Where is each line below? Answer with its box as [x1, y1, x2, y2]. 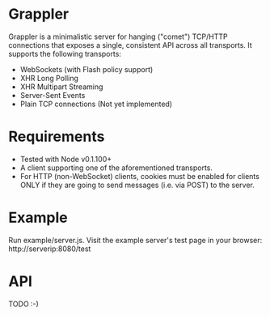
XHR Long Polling [19, 73, 79, 83]
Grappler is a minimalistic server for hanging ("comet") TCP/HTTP [8, 32, 228, 41]
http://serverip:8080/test [8, 244, 91, 254]
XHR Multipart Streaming [19, 82, 103, 92]
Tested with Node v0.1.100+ [19, 154, 112, 164]
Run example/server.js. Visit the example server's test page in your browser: [8, 235, 263, 245]
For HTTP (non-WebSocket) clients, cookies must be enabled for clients [19, 171, 260, 181]
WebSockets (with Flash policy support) [19, 64, 154, 74]
